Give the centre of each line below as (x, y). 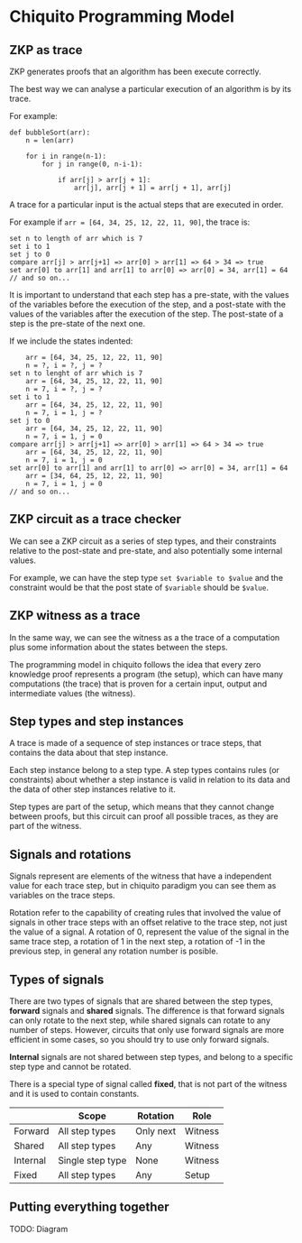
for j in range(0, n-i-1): (92, 164)
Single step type (92, 1161)
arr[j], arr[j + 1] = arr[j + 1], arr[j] (152, 188)
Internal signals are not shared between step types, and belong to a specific (151, 1057)
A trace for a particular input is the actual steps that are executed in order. (146, 204)
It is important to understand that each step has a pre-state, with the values (150, 295)
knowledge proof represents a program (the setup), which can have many (146, 674)
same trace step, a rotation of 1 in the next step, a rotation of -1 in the (137, 942)
